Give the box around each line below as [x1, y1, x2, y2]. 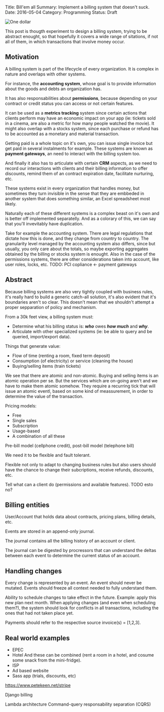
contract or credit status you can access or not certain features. [5, 100, 134, 106]
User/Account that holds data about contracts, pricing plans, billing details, [5, 514, 156, 520]
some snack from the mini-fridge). [12, 657, 82, 663]
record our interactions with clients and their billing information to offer [5, 165, 148, 171]
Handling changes [5, 567, 62, 575]
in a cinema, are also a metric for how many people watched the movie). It [5, 120, 155, 126]
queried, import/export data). [12, 333, 71, 339]
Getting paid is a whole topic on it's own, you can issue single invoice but [5, 140, 153, 146]
